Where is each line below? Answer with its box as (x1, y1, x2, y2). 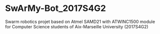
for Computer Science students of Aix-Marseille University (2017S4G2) (5, 23, 149, 29)
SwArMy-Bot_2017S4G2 (5, 3, 107, 14)
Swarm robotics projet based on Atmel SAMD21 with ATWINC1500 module (5, 19, 156, 24)
